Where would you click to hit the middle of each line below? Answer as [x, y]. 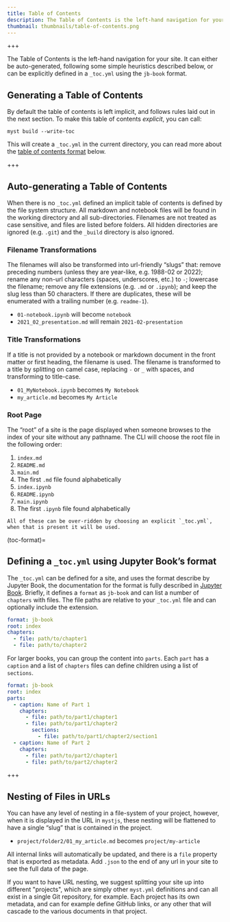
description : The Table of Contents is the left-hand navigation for [108, 20]
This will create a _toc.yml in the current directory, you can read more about [114, 144]
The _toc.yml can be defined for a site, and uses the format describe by [108, 578]
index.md [29, 458]
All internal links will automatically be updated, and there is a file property [112, 854]
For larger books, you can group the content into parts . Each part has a [108, 659]
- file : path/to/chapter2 [50, 646]
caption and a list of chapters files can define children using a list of [103, 665]
